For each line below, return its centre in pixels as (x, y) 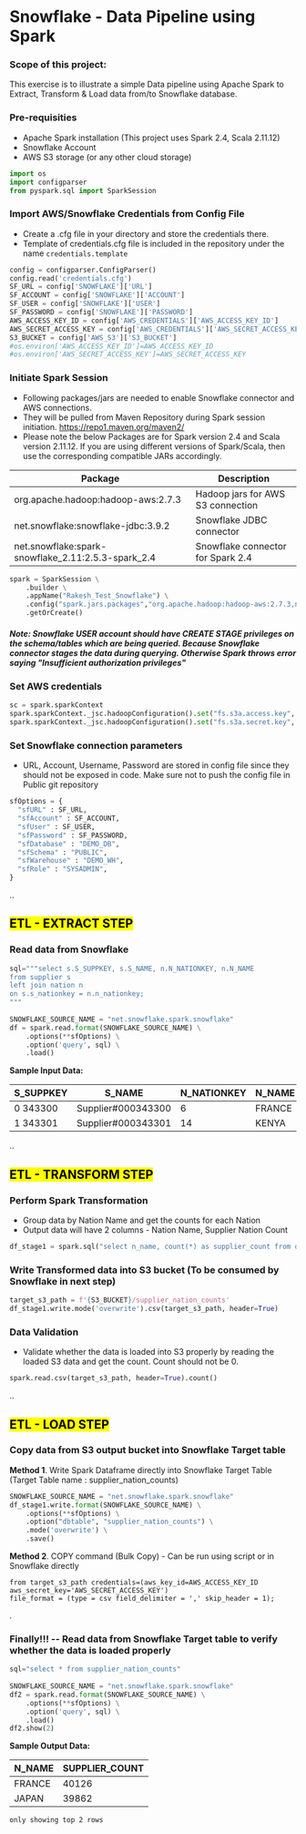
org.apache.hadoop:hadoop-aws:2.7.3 (98, 499)
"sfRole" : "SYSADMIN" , (62, 869)
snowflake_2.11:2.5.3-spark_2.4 (85, 558)
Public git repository (60, 784)
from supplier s (40, 977)
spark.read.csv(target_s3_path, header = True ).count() (114, 1378)
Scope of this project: (58, 65)
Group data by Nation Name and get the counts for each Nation (142, 1220)
